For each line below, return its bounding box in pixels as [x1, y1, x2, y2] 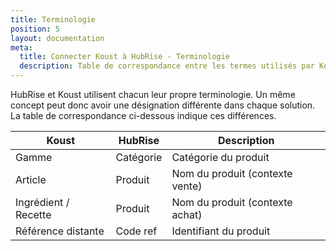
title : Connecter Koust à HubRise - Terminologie [19, 52, 230, 62]
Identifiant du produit [171, 224, 271, 238]
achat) [171, 208, 203, 221]
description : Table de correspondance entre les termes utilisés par [19, 61, 315, 71]
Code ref [115, 224, 158, 238]
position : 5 [10, 24, 60, 34]
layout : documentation [10, 33, 105, 43]
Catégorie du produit [171, 151, 270, 164]
